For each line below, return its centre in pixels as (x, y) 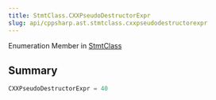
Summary (33, 70)
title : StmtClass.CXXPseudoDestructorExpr (79, 15)
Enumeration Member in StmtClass (65, 45)
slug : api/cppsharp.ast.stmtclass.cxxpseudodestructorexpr (108, 23)
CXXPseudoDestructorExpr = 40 (58, 89)
